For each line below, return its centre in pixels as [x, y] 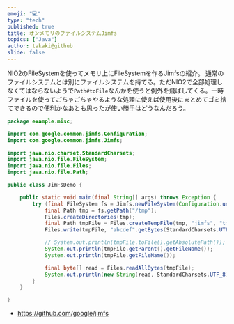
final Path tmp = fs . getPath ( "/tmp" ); [101, 210]
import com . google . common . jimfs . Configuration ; [78, 134]
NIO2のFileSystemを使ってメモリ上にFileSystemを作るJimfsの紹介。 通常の [116, 73]
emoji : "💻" [24, 14]
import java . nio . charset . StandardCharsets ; [71, 153]
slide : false [26, 53]
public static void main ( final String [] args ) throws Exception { [118, 197]
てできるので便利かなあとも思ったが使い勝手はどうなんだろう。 [99, 108]
